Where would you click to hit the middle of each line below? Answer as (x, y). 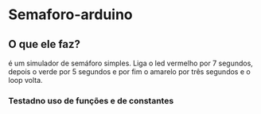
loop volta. (25, 80)
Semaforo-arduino (70, 15)
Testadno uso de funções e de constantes (91, 100)
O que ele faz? (45, 44)
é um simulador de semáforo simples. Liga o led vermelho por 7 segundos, (130, 63)
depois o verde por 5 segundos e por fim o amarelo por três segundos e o (129, 72)
